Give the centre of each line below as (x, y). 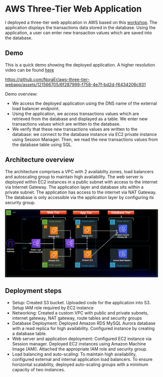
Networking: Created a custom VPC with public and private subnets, (80, 313)
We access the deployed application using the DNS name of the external (84, 103)
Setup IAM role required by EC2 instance (53, 308)
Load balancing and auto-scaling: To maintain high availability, (74, 354)
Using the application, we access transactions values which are (75, 114)
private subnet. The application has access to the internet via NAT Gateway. (81, 192)
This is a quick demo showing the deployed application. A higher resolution (80, 65)
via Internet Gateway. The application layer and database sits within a (74, 187)
